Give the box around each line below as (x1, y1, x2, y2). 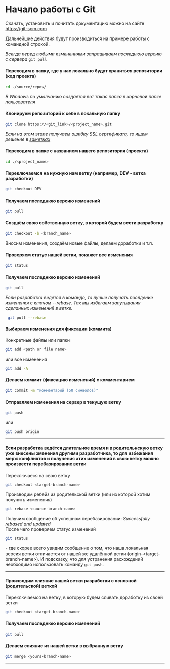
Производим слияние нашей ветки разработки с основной (5, 577, 137, 583)
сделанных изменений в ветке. (5, 305, 73, 311)
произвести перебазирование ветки (5, 461, 87, 467)
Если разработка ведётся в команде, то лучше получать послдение (5, 294, 153, 300)
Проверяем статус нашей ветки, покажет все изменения (5, 252, 133, 258)
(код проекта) (5, 73, 36, 79)
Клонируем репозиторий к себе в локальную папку (5, 110, 120, 116)
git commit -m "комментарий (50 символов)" (5, 388, 99, 393)
